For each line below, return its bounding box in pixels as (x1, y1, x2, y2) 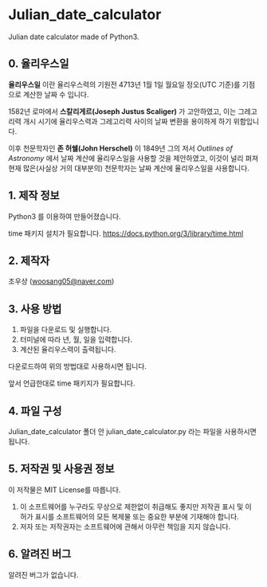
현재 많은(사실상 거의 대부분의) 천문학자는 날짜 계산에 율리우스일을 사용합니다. (8, 163, 249, 173)
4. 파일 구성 (8, 404, 62, 417)
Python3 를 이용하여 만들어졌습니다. (8, 211, 121, 221)
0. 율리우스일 (8, 57, 69, 71)
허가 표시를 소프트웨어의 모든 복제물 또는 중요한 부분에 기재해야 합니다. (19, 511, 239, 521)
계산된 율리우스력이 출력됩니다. (19, 345, 117, 354)
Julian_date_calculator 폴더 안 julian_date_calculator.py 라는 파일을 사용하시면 (8, 427, 257, 436)
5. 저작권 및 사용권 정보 (8, 462, 115, 475)
